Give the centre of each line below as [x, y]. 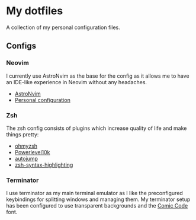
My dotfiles [35, 11]
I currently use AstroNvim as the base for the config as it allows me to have [98, 76]
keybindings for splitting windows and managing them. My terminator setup [98, 199]
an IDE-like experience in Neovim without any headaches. [76, 82]
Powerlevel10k [32, 152]
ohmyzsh [26, 146]
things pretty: [23, 134]
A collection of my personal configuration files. [63, 27]
